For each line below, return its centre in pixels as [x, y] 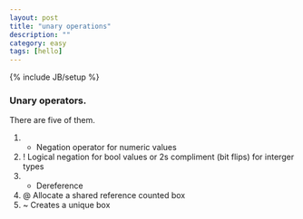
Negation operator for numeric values [106, 148]
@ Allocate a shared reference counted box [104, 195]
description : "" [40, 34]
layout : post [34, 18]
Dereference [59, 186]
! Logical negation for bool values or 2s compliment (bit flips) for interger [158, 157]
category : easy [38, 43]
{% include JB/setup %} [54, 77]
